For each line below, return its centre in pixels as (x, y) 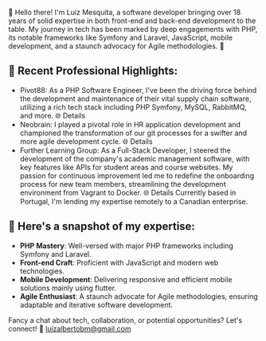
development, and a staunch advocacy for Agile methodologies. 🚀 (116, 46)
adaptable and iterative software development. (96, 304)
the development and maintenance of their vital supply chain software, (135, 99)
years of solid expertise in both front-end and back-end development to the (132, 21)
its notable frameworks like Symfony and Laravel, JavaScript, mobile (121, 37)
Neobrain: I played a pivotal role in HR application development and (130, 124)
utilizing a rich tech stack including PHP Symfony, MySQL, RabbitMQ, (133, 107)
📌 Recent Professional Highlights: (93, 71)
